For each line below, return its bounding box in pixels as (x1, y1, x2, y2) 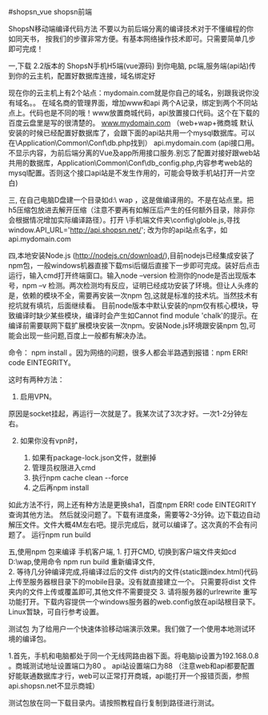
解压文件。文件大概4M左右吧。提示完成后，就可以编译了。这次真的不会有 (8, 520, 250, 529)
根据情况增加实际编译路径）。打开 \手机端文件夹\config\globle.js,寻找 (14, 215, 241, 224)
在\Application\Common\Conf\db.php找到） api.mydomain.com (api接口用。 (8, 139, 259, 147)
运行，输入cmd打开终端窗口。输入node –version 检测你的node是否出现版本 (8, 271, 256, 280)
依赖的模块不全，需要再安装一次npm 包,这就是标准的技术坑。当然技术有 (22, 291, 258, 300)
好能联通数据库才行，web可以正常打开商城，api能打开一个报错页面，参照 (8, 671, 250, 681)
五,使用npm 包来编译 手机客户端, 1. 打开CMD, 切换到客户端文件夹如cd (8, 547, 237, 556)
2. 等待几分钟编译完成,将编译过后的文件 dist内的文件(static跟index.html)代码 (8, 567, 258, 576)
